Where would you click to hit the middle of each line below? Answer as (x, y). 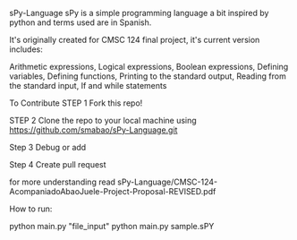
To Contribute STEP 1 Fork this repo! (76, 103)
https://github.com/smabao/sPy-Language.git (93, 130)
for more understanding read (63, 182)
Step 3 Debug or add (48, 147)
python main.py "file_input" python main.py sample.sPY (112, 226)
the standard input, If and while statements (88, 86)
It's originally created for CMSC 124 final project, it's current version (135, 40)
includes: (26, 49)
